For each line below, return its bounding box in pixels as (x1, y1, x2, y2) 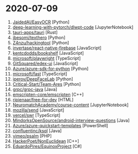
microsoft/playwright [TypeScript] (12, 55, 81, 61)
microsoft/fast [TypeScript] (12, 71, 67, 77)
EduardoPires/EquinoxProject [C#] (12, 143, 82, 149)
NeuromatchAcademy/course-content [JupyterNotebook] (12, 102, 129, 108)
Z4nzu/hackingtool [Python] (12, 39, 69, 45)
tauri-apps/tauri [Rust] (12, 29, 58, 35)
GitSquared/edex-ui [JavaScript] (12, 60, 79, 66)
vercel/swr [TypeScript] (12, 112, 60, 118)
